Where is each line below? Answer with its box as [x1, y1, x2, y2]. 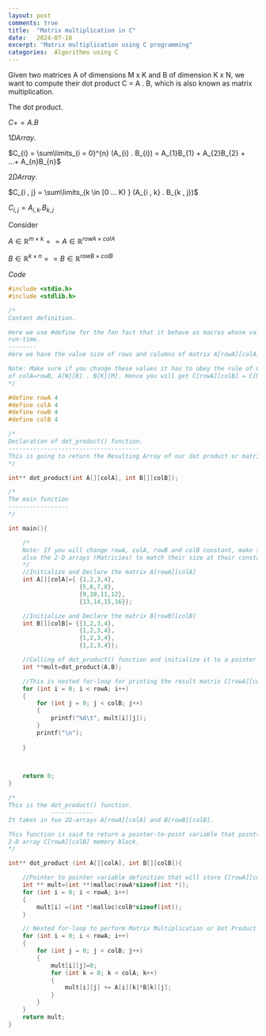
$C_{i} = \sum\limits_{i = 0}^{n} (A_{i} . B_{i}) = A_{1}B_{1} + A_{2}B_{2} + [8, 148, 245, 158]
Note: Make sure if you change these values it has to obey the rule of [8, 365, 253, 373]
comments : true [8, 19, 59, 27]
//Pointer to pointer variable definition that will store [22, 874, 222, 882]
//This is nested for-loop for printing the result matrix [22, 677, 222, 685]
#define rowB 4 [8, 409, 59, 417]
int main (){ [8, 524, 47, 532]
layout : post [8, 11, 51, 20]
